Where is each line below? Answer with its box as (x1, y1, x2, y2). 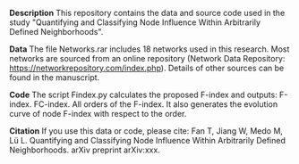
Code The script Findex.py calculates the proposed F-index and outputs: (9, 89, 278, 100)
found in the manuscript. (9, 72, 100, 83)
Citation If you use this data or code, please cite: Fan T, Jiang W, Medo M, (9, 126, 284, 136)
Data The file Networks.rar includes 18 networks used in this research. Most (9, 44, 290, 54)
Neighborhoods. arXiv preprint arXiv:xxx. (9, 144, 161, 155)
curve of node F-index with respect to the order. (9, 109, 187, 119)
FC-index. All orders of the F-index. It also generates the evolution (33, 99, 278, 110)
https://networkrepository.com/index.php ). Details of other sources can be (9, 62, 285, 73)
